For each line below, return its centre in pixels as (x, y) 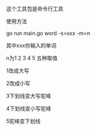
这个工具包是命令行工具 (35, 9)
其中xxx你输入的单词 (31, 45)
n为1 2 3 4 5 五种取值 (32, 58)
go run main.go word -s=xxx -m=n (48, 33)
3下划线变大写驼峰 (29, 96)
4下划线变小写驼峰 (29, 108)
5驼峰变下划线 (23, 121)
